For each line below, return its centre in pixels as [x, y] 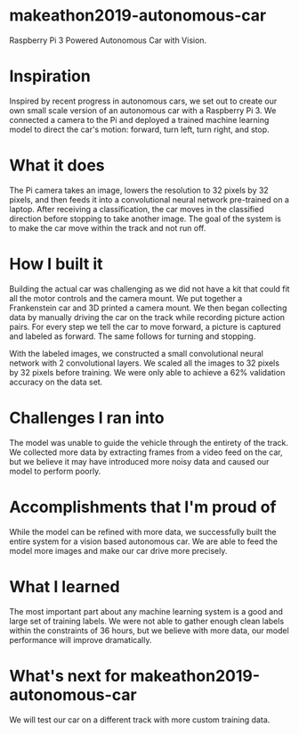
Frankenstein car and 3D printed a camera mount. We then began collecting [148, 308]
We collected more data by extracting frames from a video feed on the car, [146, 452]
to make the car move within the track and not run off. [108, 227]
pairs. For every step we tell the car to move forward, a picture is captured [145, 326]
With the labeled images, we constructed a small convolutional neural [137, 353]
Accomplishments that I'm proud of [143, 507]
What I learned [65, 586]
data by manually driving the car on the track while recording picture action [147, 317]
